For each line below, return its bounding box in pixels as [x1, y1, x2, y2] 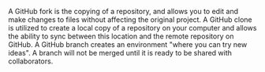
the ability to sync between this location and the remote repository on [8, 31, 234, 41]
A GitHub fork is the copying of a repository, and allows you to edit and [8, 7, 239, 16]
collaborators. [8, 56, 54, 66]
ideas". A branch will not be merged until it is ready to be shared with [8, 49, 233, 57]
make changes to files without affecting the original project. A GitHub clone [8, 15, 252, 24]
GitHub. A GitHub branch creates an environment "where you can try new [8, 40, 248, 49]
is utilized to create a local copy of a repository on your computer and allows [8, 23, 257, 32]
